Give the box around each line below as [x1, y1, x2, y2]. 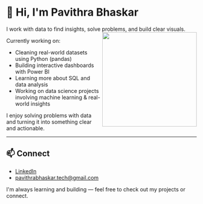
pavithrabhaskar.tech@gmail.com [14, 174, 99, 181]
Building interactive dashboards [14, 62, 94, 69]
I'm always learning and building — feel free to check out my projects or [6, 185, 185, 193]
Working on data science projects [14, 87, 99, 94]
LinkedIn [14, 167, 37, 174]
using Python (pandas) [14, 55, 72, 62]
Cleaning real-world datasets [14, 48, 88, 56]
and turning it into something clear [6, 118, 92, 126]
